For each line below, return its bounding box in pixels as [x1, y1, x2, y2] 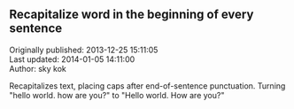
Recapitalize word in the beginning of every [9, 7, 254, 22]
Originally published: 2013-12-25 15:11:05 [9, 44, 159, 55]
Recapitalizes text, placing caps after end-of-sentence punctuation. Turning [9, 80, 286, 91]
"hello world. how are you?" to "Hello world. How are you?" [9, 90, 225, 100]
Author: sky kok [9, 63, 66, 74]
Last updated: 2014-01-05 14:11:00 [9, 53, 135, 65]
